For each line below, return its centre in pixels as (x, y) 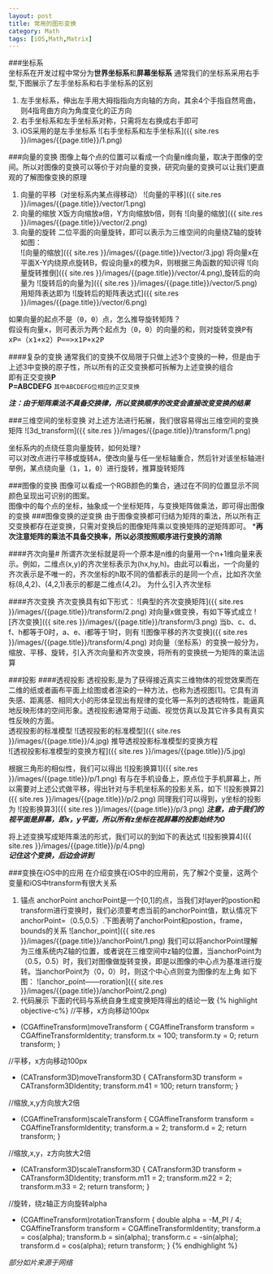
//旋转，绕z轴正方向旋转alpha (58, 1204)
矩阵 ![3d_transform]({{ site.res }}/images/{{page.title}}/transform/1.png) (130, 431)
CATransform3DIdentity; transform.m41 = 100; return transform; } (129, 1086)
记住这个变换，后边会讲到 (51, 856)
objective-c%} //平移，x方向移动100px (85, 1011)
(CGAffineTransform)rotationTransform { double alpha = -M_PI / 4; (131, 1220)
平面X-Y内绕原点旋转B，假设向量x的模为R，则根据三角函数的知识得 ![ (136, 263)
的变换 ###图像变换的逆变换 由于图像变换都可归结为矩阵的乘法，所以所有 (131, 516)
